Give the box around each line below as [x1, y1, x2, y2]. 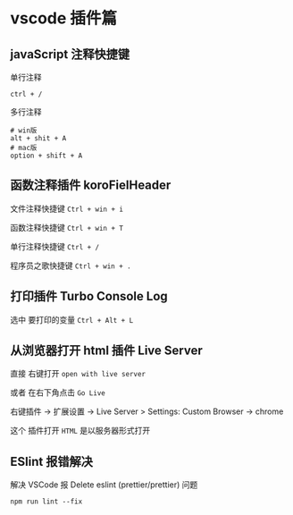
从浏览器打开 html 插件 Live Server [10, 343, 204, 359]
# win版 [10, 126, 38, 135]
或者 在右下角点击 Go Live [10, 387, 105, 398]
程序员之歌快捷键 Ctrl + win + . [10, 260, 132, 271]
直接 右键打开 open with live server [10, 368, 146, 379]
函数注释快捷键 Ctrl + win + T [10, 222, 124, 232]
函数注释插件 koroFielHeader [10, 178, 172, 193]
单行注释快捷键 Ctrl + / [10, 241, 100, 251]
